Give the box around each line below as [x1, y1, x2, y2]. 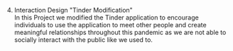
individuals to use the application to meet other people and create [13, 21, 207, 29]
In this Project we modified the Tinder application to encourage [13, 13, 199, 22]
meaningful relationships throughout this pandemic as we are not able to [13, 28, 227, 36]
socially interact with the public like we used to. [13, 36, 153, 44]
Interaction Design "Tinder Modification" [13, 6, 133, 14]
